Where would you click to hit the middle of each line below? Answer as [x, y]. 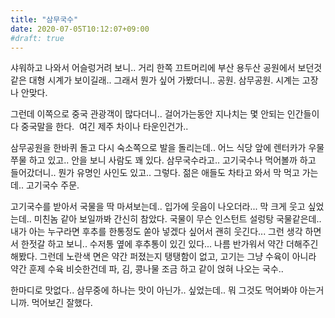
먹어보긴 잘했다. [62, 303]
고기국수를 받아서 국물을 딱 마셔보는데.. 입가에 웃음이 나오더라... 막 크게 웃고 [158, 207]
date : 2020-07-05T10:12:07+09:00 [80, 29]
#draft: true [37, 38]
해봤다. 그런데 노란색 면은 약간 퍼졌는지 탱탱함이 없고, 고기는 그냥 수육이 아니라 [163, 257]
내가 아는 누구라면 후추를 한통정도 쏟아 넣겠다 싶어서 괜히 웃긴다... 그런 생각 [156, 232]
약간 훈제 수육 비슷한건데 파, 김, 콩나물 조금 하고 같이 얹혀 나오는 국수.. [147, 269]
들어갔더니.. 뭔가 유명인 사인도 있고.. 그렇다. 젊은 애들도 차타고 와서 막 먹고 [155, 173]
